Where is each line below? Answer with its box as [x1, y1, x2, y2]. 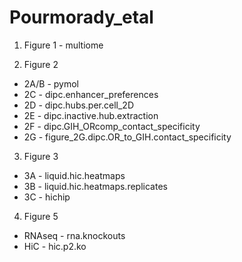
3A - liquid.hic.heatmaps [23, 169, 126, 181]
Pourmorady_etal [9, 6, 154, 29]
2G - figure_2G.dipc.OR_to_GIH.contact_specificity [23, 131, 232, 143]
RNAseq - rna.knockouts [23, 229, 126, 241]
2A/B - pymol [23, 77, 80, 90]
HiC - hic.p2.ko [23, 240, 87, 252]
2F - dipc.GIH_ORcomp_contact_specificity [23, 120, 201, 132]
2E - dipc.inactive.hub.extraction [23, 109, 159, 121]
